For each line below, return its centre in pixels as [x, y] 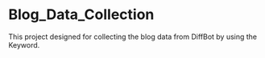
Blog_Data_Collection [81, 15]
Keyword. [24, 44]
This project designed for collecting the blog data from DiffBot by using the [133, 37]
